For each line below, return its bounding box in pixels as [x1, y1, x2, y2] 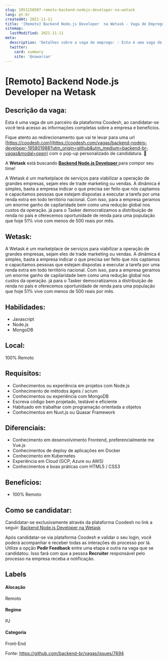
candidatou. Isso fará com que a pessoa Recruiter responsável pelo [5, 550, 145, 557]
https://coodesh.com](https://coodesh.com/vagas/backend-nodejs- [6, 140, 147, 146]
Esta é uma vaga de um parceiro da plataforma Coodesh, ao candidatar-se [5, 119, 159, 125]
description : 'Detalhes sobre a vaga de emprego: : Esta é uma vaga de [9, 40, 162, 45]
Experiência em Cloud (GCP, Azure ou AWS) [12, 458, 104, 464]
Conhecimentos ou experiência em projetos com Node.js [12, 382, 130, 389]
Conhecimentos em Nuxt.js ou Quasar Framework [12, 409, 115, 415]
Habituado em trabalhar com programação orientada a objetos [12, 404, 141, 410]
